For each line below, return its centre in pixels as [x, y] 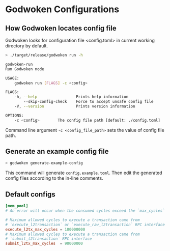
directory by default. [27, 46]
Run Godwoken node [25, 69]
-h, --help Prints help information [72, 97]
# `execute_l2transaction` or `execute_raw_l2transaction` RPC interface [85, 225]
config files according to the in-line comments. [54, 178]
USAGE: [12, 78]
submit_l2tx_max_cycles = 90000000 [44, 244]
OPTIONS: [15, 116]
